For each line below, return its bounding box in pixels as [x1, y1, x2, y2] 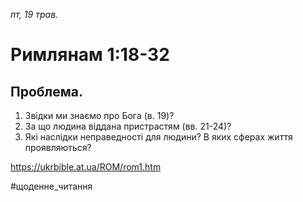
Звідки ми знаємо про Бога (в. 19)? [24, 110, 175, 121]
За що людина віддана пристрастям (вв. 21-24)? [24, 120, 232, 132]
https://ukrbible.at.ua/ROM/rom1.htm [10, 161, 162, 173]
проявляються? [24, 142, 92, 153]
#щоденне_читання [10, 180, 93, 192]
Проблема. [10, 83, 84, 100]
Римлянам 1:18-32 [10, 44, 170, 66]
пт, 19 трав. [10, 9, 59, 20]
